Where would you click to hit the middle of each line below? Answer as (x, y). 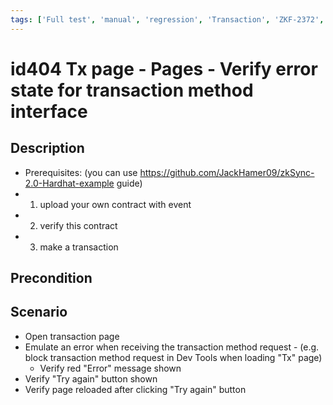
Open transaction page (72, 336)
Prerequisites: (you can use (81, 172)
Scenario (39, 312)
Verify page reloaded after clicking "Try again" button (135, 389)
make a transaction (79, 247)
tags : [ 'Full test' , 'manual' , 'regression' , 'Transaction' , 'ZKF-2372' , (167, 19)
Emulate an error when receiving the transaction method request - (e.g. (172, 347)
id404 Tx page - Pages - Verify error (164, 68)
